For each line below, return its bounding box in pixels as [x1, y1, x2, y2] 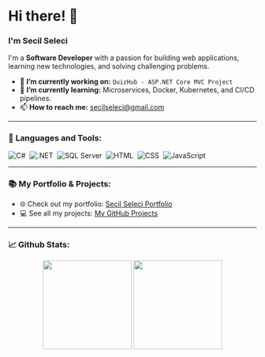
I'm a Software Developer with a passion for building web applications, [8, 53, 240, 62]
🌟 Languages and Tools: [8, 133, 103, 144]
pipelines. [19, 94, 52, 103]
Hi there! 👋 [8, 7, 79, 25]
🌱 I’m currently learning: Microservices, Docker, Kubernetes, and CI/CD [19, 85, 255, 95]
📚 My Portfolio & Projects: [8, 178, 112, 189]
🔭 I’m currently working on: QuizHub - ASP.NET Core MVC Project [19, 77, 233, 86]
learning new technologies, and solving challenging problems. [8, 62, 210, 71]
